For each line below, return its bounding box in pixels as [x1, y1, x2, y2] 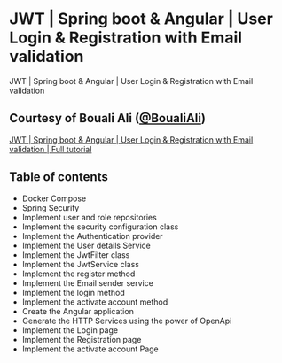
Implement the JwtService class [21, 259, 140, 269]
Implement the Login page [21, 324, 118, 336]
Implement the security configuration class [21, 221, 179, 232]
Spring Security [21, 202, 80, 212]
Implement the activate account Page [21, 344, 160, 354]
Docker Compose [21, 193, 87, 204]
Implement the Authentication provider [21, 230, 163, 241]
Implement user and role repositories [21, 212, 157, 222]
